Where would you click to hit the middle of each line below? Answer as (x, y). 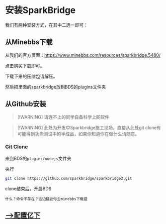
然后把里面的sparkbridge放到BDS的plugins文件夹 (55, 87)
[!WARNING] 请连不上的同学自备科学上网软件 (63, 117)
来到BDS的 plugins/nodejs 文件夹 (38, 158)
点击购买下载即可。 (25, 66)
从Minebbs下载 (29, 42)
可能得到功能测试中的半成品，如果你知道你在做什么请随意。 (78, 134)
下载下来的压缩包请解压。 (31, 76)
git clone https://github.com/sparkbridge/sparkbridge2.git (69, 178)
